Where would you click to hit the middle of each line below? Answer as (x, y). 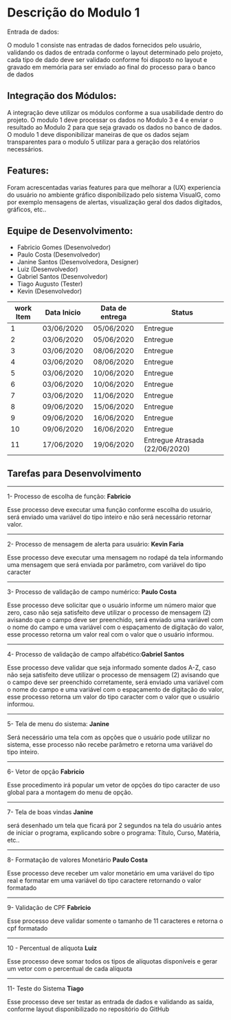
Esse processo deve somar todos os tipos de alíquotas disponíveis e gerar (112, 961)
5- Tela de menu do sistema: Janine (58, 724)
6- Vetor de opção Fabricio (46, 772)
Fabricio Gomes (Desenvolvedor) (64, 247)
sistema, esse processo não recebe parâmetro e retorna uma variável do (110, 745)
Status (182, 312)
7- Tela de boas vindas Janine (50, 812)
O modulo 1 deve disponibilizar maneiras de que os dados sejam (98, 134)
